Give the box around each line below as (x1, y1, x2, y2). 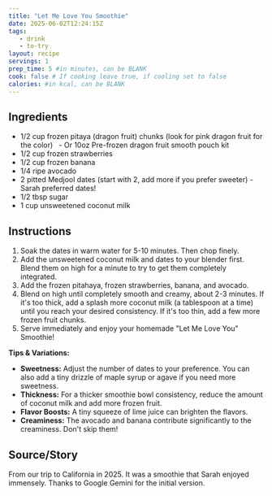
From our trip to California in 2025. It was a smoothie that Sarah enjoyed (8, 469, 249, 479)
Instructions (8, 224, 71, 238)
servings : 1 (8, 58, 49, 66)
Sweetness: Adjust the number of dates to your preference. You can (19, 363, 250, 374)
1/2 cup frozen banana (19, 158, 96, 168)
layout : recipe (8, 50, 60, 58)
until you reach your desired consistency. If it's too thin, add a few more (19, 307, 261, 316)
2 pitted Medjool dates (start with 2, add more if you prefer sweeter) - (19, 175, 253, 185)
